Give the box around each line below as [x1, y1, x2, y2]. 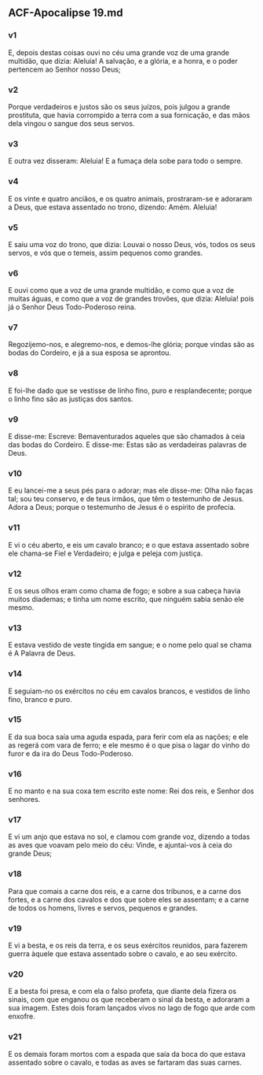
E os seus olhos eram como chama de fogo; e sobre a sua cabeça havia [8, 586, 241, 595]
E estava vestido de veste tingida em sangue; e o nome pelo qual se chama [8, 641, 252, 650]
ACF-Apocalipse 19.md [8, 6, 123, 20]
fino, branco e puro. [8, 694, 72, 704]
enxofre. [8, 1011, 35, 1021]
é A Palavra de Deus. [8, 648, 76, 658]
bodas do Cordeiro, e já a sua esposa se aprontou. [8, 348, 171, 357]
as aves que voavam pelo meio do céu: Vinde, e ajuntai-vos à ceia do [8, 840, 233, 850]
